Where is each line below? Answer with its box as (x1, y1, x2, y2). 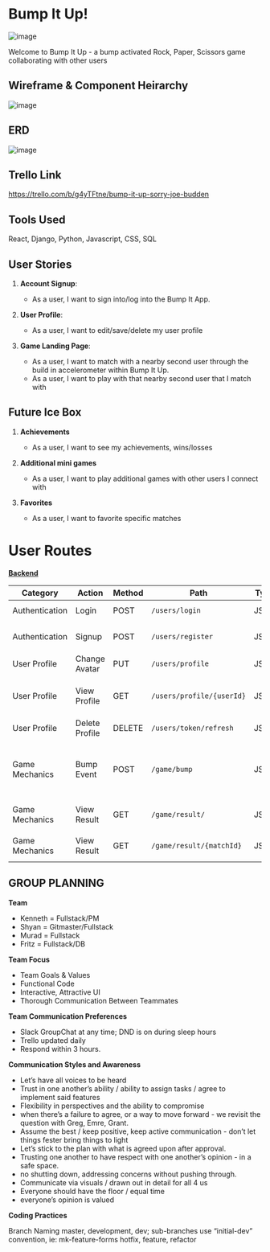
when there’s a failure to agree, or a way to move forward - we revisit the (19, 1109, 261, 1119)
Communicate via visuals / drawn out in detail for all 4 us (19, 1177, 208, 1187)
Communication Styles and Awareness (8, 1059, 141, 1069)
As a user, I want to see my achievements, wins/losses (31, 442, 213, 452)
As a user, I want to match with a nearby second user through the (31, 357, 249, 366)
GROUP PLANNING (8, 876, 104, 890)
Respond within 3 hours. (19, 1044, 101, 1053)
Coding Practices (8, 1210, 67, 1220)
